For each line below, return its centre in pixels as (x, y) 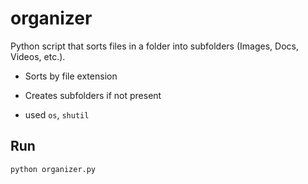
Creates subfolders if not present (93, 95)
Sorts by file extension (71, 76)
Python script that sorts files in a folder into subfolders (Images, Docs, (154, 46)
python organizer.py (53, 169)
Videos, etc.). (38, 56)
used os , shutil (57, 114)
